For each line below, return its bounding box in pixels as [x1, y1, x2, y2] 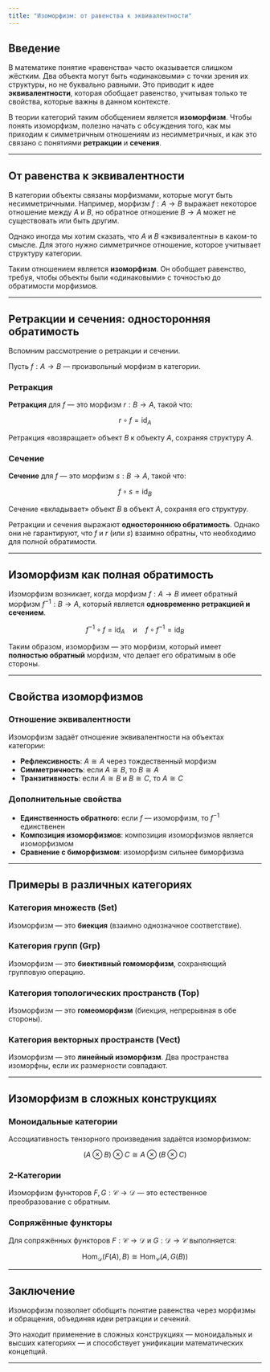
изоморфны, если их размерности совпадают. [8, 1061, 168, 1071]
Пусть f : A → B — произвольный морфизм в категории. [8, 362, 201, 371]
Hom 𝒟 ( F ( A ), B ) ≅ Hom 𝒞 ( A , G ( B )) [81, 1251, 189, 1263]
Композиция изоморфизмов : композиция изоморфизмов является [19, 829, 254, 840]
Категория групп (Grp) [8, 940, 100, 952]
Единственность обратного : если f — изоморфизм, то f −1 [19, 812, 219, 822]
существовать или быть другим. [8, 216, 120, 226]
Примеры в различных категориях [8, 878, 193, 892]
